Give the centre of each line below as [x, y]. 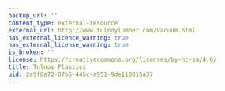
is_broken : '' [32, 52]
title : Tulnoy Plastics [47, 67]
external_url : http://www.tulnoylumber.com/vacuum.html [102, 30]
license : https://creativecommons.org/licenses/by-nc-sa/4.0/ [112, 60]
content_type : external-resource [63, 23]
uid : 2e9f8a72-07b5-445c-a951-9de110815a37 [81, 74]
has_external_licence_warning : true [68, 38]
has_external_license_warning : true [68, 45]
